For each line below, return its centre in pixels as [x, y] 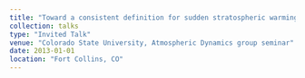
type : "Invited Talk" [50, 34]
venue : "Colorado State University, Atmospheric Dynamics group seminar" [152, 43]
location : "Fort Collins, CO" [67, 59]
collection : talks [44, 26]
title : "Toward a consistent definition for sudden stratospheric [138, 17]
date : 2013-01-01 [42, 51]
